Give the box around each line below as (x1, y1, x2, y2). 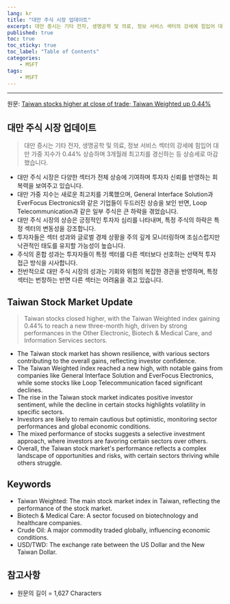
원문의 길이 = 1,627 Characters (16, 589, 102, 597)
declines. (16, 386, 43, 394)
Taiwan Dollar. (16, 548, 57, 556)
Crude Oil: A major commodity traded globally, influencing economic (16, 526, 211, 534)
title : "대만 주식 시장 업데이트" (7, 16, 91, 23)
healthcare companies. (16, 518, 82, 527)
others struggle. (16, 459, 63, 467)
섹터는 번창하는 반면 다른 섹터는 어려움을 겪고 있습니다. (16, 276, 164, 285)
